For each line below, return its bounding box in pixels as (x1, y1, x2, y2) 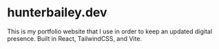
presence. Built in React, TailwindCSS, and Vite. (7, 34, 143, 42)
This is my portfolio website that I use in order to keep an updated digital (7, 27, 212, 35)
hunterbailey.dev (7, 5, 108, 20)
